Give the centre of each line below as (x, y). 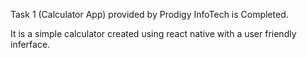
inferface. (30, 44)
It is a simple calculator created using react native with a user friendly (153, 33)
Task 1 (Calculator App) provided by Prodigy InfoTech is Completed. (149, 14)
